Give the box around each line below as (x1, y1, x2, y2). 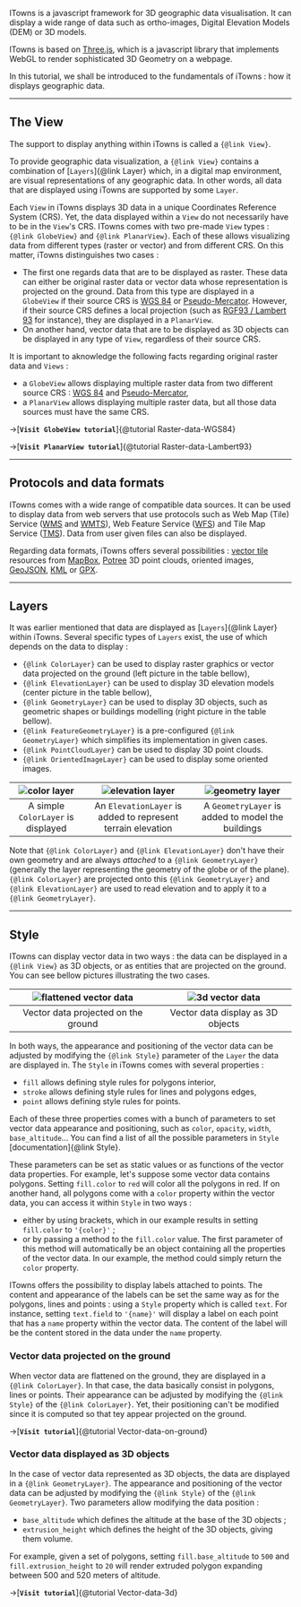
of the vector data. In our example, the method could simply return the (21, 1253, 282, 1264)
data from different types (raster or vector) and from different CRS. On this (9, 239, 284, 250)
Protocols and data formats (9, 475, 165, 491)
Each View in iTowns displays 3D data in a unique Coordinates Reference (9, 202, 277, 212)
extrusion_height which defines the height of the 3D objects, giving (21, 1524, 273, 1534)
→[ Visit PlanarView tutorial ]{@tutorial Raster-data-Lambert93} (9, 441, 253, 452)
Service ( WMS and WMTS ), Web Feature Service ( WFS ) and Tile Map (9, 518, 266, 529)
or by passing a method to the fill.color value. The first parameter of (21, 1234, 284, 1245)
